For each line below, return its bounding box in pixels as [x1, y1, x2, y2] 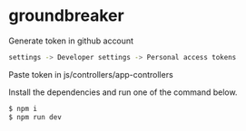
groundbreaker [8, 5, 124, 26]
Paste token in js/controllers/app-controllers [8, 69, 173, 80]
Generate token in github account [8, 35, 133, 46]
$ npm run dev [8, 112, 63, 122]
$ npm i [8, 104, 38, 113]
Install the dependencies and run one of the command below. [8, 87, 238, 98]
